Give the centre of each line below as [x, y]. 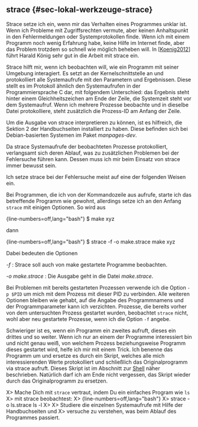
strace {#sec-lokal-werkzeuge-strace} [79, 10]
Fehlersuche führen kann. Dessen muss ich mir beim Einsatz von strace [93, 159]
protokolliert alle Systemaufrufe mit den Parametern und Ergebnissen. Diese [99, 79]
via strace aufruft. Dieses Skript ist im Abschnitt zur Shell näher [83, 368]
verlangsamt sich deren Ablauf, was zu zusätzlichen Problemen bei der [92, 153]
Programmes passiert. [33, 418]
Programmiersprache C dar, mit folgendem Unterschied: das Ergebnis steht [98, 92]
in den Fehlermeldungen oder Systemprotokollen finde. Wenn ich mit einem [98, 36]
